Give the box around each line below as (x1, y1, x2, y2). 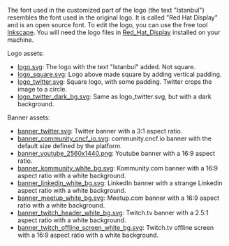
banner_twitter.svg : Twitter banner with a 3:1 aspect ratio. (17, 127, 183, 135)
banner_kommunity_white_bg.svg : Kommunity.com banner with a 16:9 (17, 164, 219, 172)
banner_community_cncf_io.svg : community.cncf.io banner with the (17, 134, 212, 143)
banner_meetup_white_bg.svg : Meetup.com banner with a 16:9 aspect (17, 194, 220, 202)
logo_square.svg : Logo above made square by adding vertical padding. (17, 70, 222, 78)
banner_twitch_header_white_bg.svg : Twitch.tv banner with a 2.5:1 (17, 209, 209, 217)
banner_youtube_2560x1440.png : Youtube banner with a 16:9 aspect (17, 150, 215, 157)
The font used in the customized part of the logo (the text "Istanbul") (7, 6, 205, 14)
